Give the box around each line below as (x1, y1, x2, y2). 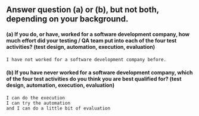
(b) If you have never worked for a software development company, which (6, 69, 193, 76)
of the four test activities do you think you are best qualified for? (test (6, 76, 182, 83)
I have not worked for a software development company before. (6, 57, 167, 62)
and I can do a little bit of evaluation (6, 105, 111, 111)
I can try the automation (6, 100, 70, 106)
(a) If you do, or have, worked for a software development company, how (6, 30, 190, 37)
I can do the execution (6, 95, 66, 101)
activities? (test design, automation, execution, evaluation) (6, 43, 156, 50)
